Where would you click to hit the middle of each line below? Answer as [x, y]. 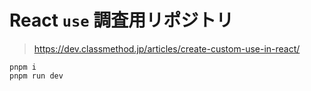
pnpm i [23, 67]
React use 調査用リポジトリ [121, 20]
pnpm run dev [36, 76]
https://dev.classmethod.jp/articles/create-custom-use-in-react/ [167, 48]
